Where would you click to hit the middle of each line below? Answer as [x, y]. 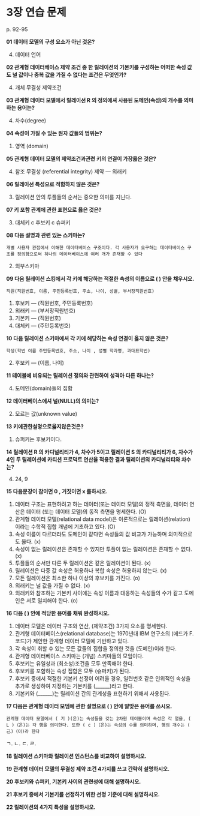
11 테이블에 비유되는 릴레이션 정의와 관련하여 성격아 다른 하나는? [80, 375]
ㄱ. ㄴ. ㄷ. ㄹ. [21, 743]
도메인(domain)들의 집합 [44, 388]
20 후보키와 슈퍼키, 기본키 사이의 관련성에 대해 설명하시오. [74, 781]
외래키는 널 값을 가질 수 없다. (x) [52, 585]
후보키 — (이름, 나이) [40, 362]
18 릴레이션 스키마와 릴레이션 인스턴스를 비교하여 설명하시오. [76, 756]
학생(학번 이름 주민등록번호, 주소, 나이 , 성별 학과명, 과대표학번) [78, 351]
